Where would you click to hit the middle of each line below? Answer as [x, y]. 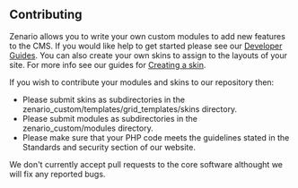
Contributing [46, 15]
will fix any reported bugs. [57, 174]
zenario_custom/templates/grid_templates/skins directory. [130, 109]
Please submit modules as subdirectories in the [110, 118]
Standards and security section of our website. [109, 147]
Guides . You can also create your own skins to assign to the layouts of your [148, 55]
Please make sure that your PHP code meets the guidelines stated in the [156, 137]
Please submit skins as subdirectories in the [104, 99]
